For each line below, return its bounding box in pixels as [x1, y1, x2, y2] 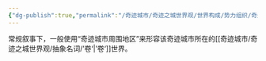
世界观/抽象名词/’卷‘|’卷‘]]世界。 [28, 44, 132, 53]
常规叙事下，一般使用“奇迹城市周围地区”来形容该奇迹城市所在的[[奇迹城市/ [8, 34, 251, 43]
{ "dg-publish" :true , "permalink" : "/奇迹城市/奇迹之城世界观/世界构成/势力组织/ [8, 11, 252, 20]
